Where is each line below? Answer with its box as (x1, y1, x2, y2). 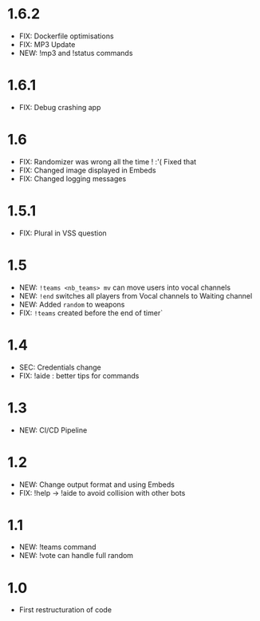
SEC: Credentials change (18, 362, 101, 372)
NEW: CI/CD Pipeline (18, 425, 88, 435)
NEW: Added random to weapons (18, 299, 125, 309)
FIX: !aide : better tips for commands (18, 370, 140, 380)
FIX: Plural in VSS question (18, 228, 107, 238)
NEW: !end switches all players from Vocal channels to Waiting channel (18, 291, 253, 300)
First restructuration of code (18, 605, 112, 615)
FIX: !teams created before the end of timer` (18, 308, 163, 318)
